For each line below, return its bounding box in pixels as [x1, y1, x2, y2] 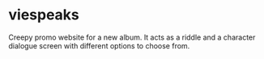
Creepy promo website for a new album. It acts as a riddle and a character [8, 32, 256, 42]
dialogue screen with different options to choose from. [8, 40, 190, 50]
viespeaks [8, 6, 79, 24]
